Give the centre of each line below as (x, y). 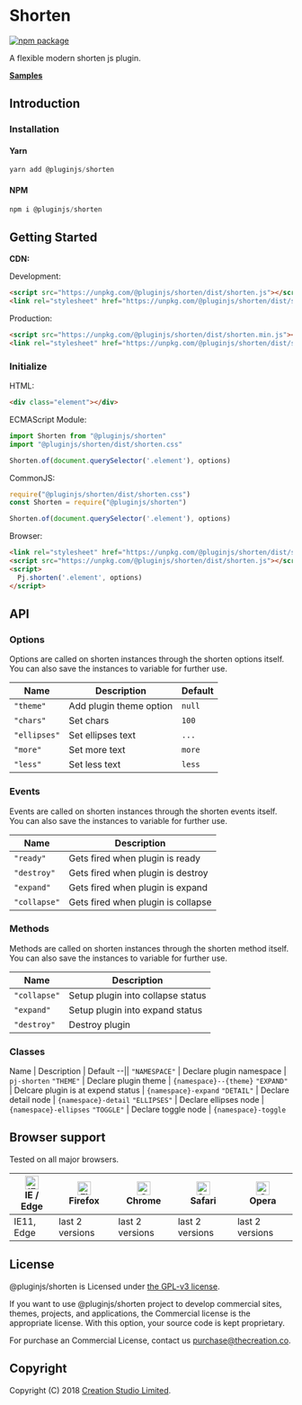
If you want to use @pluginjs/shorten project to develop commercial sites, (146, 1303)
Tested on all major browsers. (64, 1159)
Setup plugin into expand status (136, 1010)
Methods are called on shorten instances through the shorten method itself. (149, 948)
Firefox (84, 1200)
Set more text (97, 750)
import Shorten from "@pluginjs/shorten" (88, 436)
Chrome (143, 1200)
